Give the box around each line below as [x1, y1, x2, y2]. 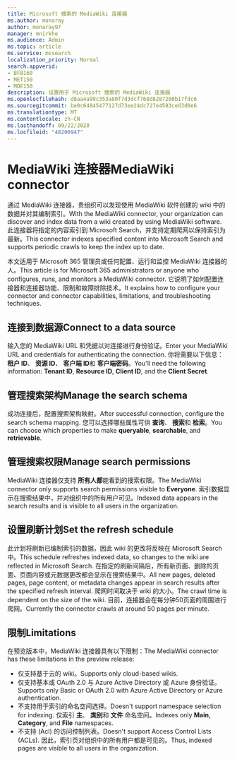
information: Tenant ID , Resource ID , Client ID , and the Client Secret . [7, 367, 209, 376]
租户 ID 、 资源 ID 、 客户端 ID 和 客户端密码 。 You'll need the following [7, 359, 206, 368]
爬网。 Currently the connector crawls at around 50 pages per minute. [7, 604, 209, 613]
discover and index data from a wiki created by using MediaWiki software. [7, 217, 222, 226]
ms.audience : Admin [7, 37, 65, 44]
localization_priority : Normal [7, 56, 99, 64]
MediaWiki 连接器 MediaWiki [7, 161, 174, 177]
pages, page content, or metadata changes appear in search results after [7, 578, 220, 587]
